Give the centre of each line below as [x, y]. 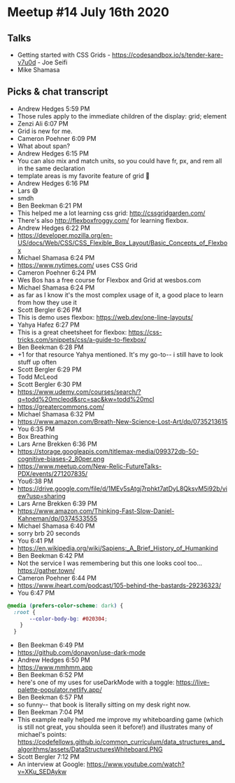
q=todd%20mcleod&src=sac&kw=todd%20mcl [86, 399]
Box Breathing [38, 436]
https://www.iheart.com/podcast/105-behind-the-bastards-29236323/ [119, 585]
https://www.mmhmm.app [55, 667]
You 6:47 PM [36, 592]
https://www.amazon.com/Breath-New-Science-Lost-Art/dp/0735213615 [122, 421]
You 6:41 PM [35, 540]
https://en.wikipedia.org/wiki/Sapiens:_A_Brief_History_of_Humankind [117, 548]
